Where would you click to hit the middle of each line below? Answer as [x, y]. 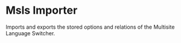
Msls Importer [42, 10]
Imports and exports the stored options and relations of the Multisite [90, 27]
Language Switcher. [30, 33]
